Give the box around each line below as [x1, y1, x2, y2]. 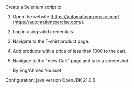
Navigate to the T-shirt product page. [12, 38, 90, 44]
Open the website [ [12, 14, 52, 19]
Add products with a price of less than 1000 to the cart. [12, 48, 127, 54]
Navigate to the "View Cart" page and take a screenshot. [12, 58, 130, 64]
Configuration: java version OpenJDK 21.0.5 [5, 77, 95, 83]
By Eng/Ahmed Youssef [12, 67, 62, 73]
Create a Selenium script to [5, 4, 62, 10]
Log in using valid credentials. [12, 29, 74, 34]
